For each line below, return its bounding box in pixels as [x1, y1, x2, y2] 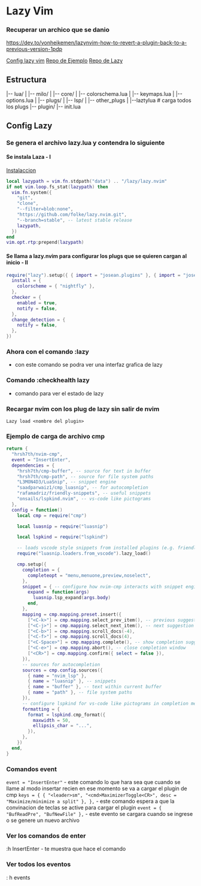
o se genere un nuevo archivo [6, 817, 80, 824]
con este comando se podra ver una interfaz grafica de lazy [14, 361, 163, 368]
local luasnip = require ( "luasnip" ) [17, 523, 109, 530]
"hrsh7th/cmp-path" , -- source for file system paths [17, 473, 154, 480]
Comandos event [6, 765, 57, 773]
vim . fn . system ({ [11, 189, 52, 195]
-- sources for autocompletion [22, 661, 100, 667]
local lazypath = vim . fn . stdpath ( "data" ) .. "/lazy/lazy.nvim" [6, 178, 167, 184]
